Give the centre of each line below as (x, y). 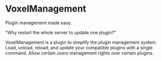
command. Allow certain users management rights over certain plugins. (79, 53)
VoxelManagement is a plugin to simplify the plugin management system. (81, 42)
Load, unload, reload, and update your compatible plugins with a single (79, 47)
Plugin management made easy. (39, 23)
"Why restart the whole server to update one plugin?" (61, 32)
